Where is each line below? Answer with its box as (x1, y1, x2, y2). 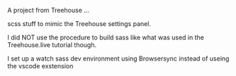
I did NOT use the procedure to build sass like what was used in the (7, 33, 204, 42)
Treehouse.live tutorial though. (7, 41, 97, 49)
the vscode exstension (7, 62, 74, 70)
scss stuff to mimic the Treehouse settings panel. (7, 20, 151, 27)
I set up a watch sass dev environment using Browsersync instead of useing (7, 54, 230, 63)
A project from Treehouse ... (7, 6, 90, 14)
